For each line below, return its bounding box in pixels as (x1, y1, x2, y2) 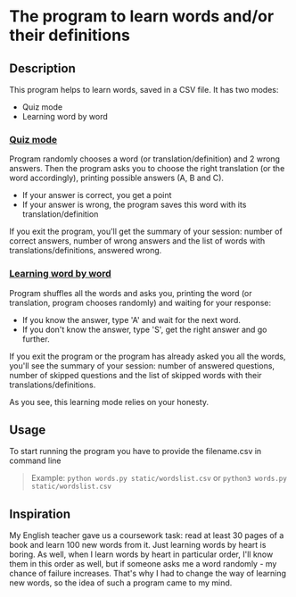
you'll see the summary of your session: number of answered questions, (9, 360, 275, 371)
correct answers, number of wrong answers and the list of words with (9, 236, 266, 246)
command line (9, 455, 62, 466)
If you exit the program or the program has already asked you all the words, (9, 351, 286, 361)
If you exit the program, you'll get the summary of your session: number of (9, 226, 283, 237)
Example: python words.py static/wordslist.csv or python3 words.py (30, 473, 287, 484)
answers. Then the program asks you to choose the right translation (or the (9, 163, 285, 174)
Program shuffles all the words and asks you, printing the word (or (9, 287, 252, 298)
